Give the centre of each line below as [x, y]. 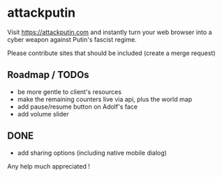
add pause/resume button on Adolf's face [77, 107]
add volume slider [43, 114]
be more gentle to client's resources [69, 91]
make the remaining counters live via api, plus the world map [105, 99]
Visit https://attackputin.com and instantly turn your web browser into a [110, 32]
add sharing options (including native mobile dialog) [92, 153]
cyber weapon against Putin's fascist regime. [72, 39]
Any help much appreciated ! [49, 166]
